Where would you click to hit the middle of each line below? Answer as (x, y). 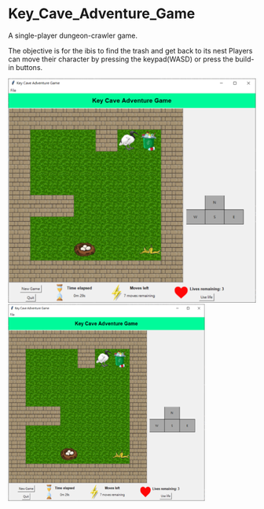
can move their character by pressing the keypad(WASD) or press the (121, 59)
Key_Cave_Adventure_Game (102, 14)
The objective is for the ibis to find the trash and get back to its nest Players (130, 50)
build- (245, 59)
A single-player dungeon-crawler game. (73, 35)
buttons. (29, 67)
